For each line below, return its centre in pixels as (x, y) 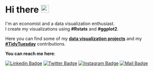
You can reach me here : (30, 53)
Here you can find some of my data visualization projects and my (73, 38)
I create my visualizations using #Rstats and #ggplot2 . (62, 28)
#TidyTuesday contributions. (36, 43)
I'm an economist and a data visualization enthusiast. (60, 23)
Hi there (22, 10)
